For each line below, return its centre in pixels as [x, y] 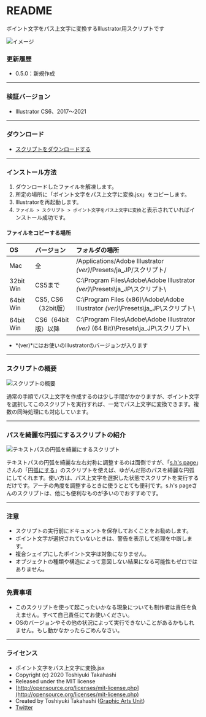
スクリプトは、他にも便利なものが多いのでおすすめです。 [89, 493]
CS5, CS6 [49, 300]
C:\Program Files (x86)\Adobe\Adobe [130, 300]
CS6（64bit [52, 320]
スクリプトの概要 [32, 369]
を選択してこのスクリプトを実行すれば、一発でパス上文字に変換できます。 [100, 404]
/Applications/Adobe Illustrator [120, 261]
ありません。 [31, 570]
